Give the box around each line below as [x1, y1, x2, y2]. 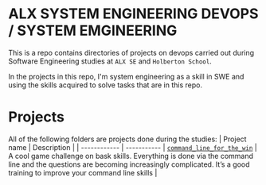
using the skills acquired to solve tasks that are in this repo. [8, 80, 203, 90]
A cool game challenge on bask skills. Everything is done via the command [8, 151, 253, 160]
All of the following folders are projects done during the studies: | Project [8, 134, 247, 144]
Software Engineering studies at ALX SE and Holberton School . [8, 56, 213, 66]
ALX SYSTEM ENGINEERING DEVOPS [8, 5, 259, 23]
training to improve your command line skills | [8, 168, 158, 177]
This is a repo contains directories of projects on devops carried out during [8, 48, 255, 57]
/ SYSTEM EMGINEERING [8, 21, 178, 40]
